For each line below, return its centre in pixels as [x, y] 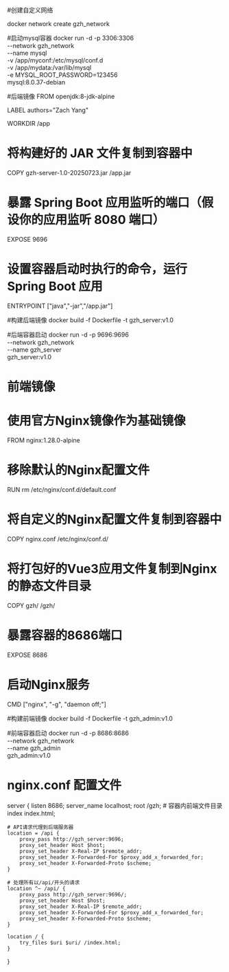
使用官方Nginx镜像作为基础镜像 [97, 421]
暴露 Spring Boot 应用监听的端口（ [105, 203]
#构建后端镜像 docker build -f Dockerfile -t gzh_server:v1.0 [90, 320]
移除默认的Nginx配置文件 [79, 470]
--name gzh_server [34, 350]
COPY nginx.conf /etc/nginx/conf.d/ [58, 539]
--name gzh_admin [34, 748]
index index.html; [32, 813]
